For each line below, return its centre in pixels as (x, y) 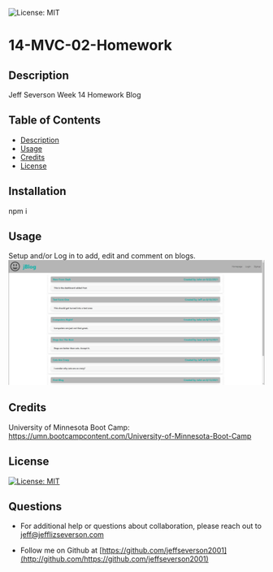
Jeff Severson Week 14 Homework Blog (75, 95)
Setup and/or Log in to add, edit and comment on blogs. (102, 256)
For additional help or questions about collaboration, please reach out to (141, 526)
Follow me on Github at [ (61, 550)
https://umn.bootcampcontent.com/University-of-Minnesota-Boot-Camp (130, 435)
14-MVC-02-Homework (91, 45)
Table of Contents (55, 121)
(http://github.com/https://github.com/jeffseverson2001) (114, 559)
